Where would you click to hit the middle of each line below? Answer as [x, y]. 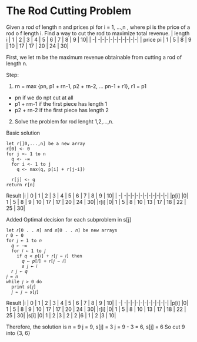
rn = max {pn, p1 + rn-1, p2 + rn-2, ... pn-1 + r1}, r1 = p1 [81, 86]
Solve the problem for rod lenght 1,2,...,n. [64, 121]
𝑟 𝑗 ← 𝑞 [19, 271]
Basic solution [23, 133]
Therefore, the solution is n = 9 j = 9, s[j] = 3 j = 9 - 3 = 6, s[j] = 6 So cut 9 [96, 327]
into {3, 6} [18, 333]
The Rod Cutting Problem [69, 11]
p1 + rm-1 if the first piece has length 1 [61, 103]
